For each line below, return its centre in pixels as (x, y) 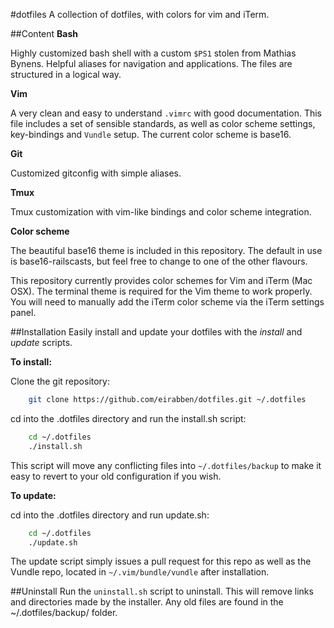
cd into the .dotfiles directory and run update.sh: (110, 515)
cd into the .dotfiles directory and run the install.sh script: (128, 418)
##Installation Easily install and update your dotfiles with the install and (156, 332)
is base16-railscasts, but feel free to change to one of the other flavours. (159, 261)
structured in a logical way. (66, 74)
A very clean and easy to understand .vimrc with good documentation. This (166, 113)
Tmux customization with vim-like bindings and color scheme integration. (161, 212)
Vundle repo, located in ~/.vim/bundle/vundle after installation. (140, 572)
